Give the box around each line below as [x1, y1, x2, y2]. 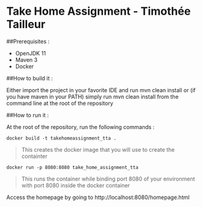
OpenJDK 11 [15, 49, 46, 57]
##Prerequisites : [6, 37, 50, 45]
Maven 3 [15, 56, 38, 63]
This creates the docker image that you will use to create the [21, 146, 175, 153]
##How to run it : [6, 111, 49, 119]
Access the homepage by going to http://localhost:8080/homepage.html [6, 193, 190, 201]
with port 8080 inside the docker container [21, 181, 130, 189]
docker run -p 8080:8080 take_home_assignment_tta [6, 164, 139, 170]
